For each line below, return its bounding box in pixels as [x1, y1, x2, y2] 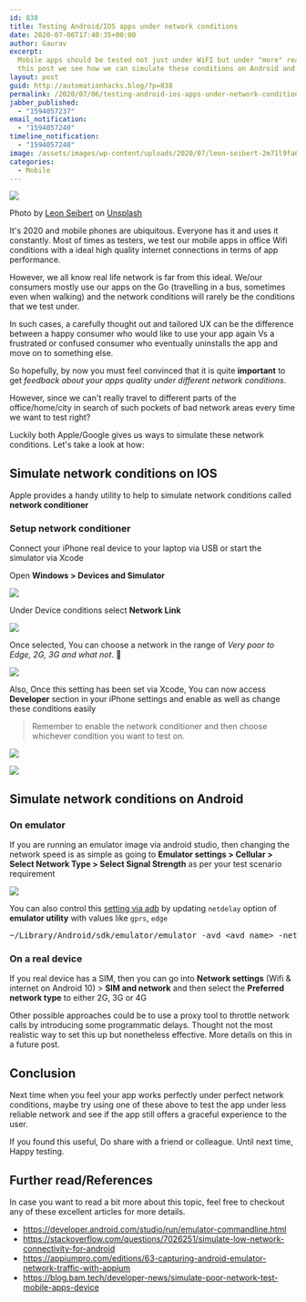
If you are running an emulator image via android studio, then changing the [9, 839, 290, 850]
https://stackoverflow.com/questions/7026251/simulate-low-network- [22, 1234, 285, 1245]
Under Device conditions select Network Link [9, 605, 181, 615]
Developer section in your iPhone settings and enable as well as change [9, 694, 280, 705]
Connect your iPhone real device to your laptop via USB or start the [9, 543, 262, 554]
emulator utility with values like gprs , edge [9, 912, 168, 924]
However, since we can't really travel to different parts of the [9, 392, 237, 403]
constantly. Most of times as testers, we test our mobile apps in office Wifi [9, 235, 288, 246]
